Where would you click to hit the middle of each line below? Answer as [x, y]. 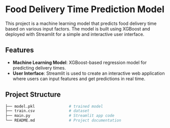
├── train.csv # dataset [47, 111]
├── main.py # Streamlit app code [60, 116]
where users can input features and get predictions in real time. [79, 78]
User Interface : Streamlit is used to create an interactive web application [89, 73]
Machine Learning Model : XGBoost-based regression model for [80, 62]
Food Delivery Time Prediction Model [85, 9]
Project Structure [33, 95]
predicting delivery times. [39, 68]
